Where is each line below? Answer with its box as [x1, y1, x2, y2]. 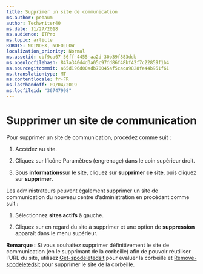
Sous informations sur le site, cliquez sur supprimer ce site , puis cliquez [15, 169, 197, 176]
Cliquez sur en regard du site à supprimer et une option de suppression [15, 223, 195, 230]
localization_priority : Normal [6, 48, 85, 54]
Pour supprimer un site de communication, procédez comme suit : [6, 134, 171, 141]
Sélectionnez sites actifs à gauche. [15, 211, 104, 218]
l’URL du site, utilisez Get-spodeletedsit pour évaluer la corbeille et [6, 254, 173, 261]
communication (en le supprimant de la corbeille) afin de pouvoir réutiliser [6, 247, 191, 255]
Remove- [173, 254, 197, 261]
